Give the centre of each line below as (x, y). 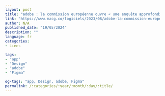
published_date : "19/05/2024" (36, 28)
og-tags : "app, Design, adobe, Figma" (45, 82)
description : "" (22, 32)
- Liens (13, 46)
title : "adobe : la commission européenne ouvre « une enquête (71, 14)
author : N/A (17, 23)
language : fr (18, 37)
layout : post (18, 10)
